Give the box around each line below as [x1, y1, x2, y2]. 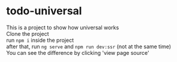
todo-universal [6, 4, 82, 18]
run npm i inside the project [6, 36, 74, 44]
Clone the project [6, 30, 49, 37]
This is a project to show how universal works [6, 24, 119, 31]
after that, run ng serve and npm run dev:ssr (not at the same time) [6, 43, 172, 50]
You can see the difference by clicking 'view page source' [6, 49, 149, 56]
